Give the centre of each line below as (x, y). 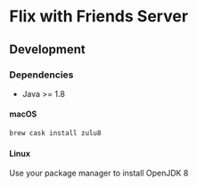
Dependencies (41, 75)
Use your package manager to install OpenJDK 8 (99, 173)
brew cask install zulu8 (55, 134)
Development (48, 49)
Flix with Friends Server (99, 16)
